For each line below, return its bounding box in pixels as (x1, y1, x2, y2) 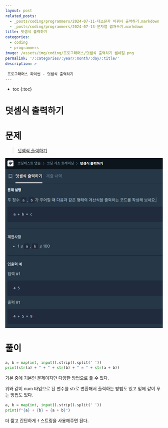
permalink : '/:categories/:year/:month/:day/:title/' (5, 56, 120, 61)
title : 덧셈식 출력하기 (5, 29, 47, 35)
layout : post (5, 8, 32, 13)
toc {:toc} (12, 86, 32, 92)
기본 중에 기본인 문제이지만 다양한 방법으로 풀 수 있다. (5, 375, 109, 381)
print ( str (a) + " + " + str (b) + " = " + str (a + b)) (5, 365, 120, 370)
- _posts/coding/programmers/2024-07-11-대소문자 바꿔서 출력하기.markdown (9, 19, 159, 24)
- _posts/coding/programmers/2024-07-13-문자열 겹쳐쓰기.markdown (9, 24, 143, 29)
